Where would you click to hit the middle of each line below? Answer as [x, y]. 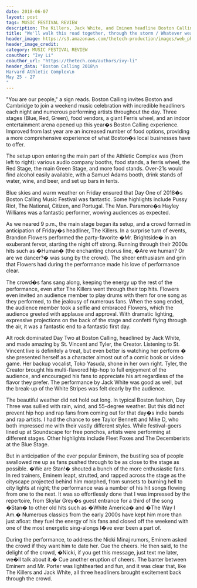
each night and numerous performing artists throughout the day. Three [91, 112]
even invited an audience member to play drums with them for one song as [96, 295]
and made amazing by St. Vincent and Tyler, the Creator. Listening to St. [93, 344]
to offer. [16, 144]
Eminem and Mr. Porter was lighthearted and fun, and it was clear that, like [96, 566]
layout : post [22, 17]
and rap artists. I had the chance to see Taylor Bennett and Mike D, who [92, 419]
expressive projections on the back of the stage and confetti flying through [96, 320]
